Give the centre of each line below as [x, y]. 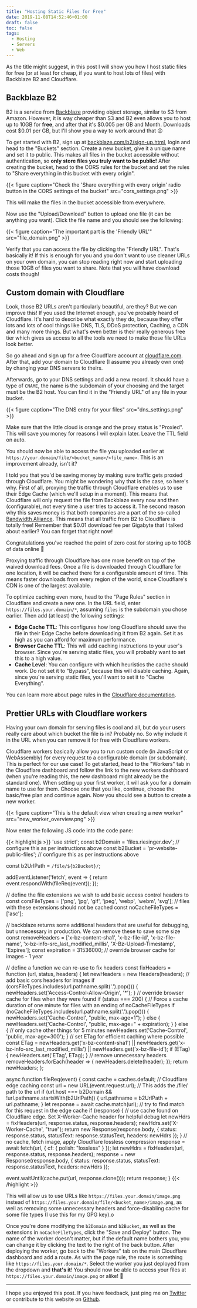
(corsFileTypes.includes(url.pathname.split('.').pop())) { [72, 987]
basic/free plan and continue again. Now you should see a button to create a [98, 795]
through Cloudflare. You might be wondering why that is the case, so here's [97, 482]
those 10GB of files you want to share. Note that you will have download [93, 268]
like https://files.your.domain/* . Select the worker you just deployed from [98, 1264]
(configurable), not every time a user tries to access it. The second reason [96, 506]
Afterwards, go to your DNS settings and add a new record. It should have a [98, 380]
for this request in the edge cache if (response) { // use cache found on [92, 1111]
